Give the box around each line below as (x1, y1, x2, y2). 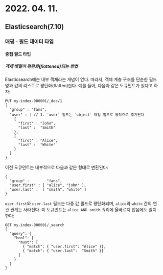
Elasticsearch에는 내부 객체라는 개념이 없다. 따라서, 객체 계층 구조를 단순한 (5, 76, 148, 82)
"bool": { (14, 236, 34, 241)
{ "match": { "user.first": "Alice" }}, (23, 244, 106, 249)
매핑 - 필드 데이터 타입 (5, 38, 54, 45)
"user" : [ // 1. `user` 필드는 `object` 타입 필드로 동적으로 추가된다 (9, 112, 144, 118)
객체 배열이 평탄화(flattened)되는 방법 (5, 63, 78, 69)
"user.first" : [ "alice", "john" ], (9, 183, 87, 188)
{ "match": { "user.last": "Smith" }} (23, 249, 104, 253)
